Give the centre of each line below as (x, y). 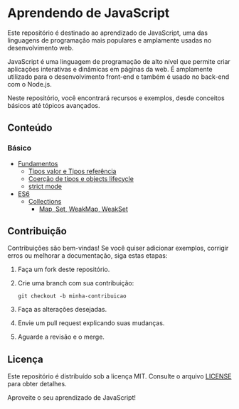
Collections (45, 201)
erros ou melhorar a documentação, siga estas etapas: (87, 256)
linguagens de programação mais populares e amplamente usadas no (110, 40)
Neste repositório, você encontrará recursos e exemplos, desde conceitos (116, 98)
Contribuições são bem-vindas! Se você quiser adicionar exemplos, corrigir (118, 248)
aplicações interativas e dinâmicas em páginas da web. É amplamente (110, 69)
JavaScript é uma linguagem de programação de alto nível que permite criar (119, 61)
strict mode (45, 186)
